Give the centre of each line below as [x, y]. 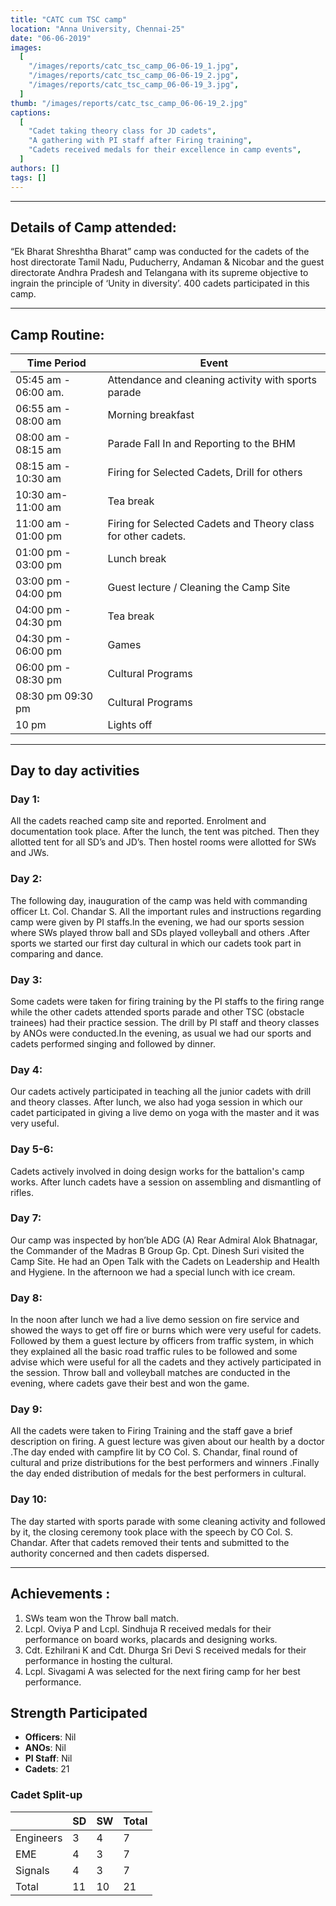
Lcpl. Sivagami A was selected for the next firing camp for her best [162, 1671]
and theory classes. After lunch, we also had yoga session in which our [156, 1102]
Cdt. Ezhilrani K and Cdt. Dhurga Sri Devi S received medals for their [165, 1650]
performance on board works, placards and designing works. [151, 1639]
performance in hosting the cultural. [98, 1660]
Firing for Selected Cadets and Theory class [211, 524]
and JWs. [30, 853]
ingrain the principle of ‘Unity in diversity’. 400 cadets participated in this [160, 283]
